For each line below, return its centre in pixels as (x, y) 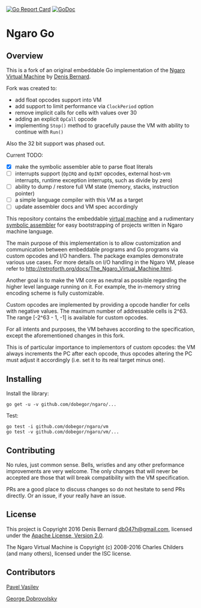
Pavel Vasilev (22, 587)
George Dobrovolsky (32, 598)
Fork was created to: (32, 88)
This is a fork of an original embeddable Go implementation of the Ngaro (96, 70)
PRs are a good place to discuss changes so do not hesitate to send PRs (96, 489)
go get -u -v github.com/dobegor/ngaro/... (61, 405)
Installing (24, 379)
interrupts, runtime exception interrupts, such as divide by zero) (94, 180)
